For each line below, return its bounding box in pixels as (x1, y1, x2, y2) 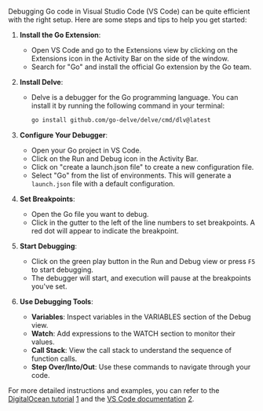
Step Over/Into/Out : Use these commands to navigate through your (31, 361, 251, 372)
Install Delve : (19, 78, 64, 86)
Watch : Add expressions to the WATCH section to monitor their (31, 328, 236, 338)
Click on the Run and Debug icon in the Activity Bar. (31, 153, 199, 163)
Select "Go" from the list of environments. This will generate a (31, 171, 232, 180)
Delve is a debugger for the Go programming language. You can (31, 93, 239, 101)
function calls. (31, 354, 78, 363)
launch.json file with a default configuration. (31, 178, 175, 188)
